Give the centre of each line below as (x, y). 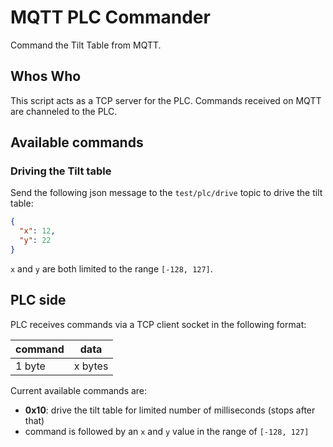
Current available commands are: (79, 390)
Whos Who (46, 76)
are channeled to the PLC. (64, 111)
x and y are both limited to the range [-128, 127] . (111, 268)
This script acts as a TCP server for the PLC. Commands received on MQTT (166, 100)
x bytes (91, 366)
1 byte (30, 366)
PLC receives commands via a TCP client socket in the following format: (158, 324)
